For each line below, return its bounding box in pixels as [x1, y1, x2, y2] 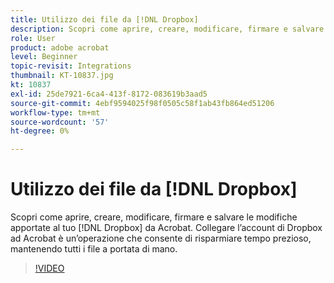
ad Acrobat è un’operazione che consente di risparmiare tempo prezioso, [10, 232, 312, 245]
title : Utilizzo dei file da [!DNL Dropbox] [10, 14, 199, 25]
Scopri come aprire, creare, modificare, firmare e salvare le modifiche [10, 211, 298, 223]
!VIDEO [34, 262, 65, 275]
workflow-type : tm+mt [10, 107, 101, 118]
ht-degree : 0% [10, 126, 70, 136]
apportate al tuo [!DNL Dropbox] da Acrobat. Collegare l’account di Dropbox [10, 222, 323, 234]
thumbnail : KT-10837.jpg [10, 71, 114, 81]
